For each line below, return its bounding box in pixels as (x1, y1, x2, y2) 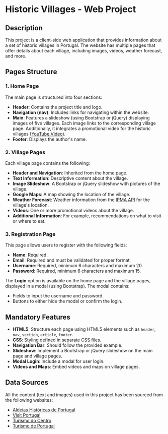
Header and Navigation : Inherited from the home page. (12, 170, 128, 176)
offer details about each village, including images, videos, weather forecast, (5, 48, 162, 53)
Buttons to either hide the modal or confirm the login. (12, 298, 123, 304)
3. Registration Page (5, 230, 56, 237)
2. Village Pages (5, 149, 46, 156)
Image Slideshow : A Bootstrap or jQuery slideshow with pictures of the (12, 180, 160, 187)
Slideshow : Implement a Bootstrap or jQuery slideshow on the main (12, 348, 153, 354)
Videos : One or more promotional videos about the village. (12, 207, 134, 213)
